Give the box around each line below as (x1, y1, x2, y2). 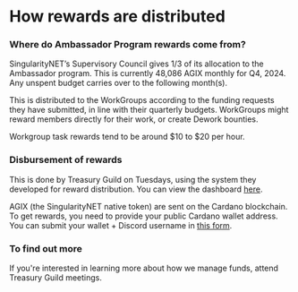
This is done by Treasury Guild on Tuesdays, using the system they (9, 174, 257, 185)
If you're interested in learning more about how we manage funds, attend (9, 262, 279, 274)
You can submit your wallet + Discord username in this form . (9, 219, 233, 230)
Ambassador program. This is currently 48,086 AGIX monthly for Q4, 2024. (9, 68, 286, 79)
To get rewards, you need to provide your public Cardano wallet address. (9, 210, 279, 221)
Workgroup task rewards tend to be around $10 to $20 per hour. (9, 132, 245, 142)
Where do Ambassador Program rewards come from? (9, 39, 246, 51)
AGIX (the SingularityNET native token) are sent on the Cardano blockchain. (9, 201, 288, 211)
